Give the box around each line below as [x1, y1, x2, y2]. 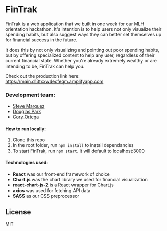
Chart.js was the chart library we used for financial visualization [12, 176, 148, 182]
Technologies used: [5, 160, 49, 166]
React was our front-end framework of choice [12, 171, 110, 177]
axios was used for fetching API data [12, 187, 91, 193]
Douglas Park [12, 109, 41, 115]
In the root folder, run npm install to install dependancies [12, 142, 134, 149]
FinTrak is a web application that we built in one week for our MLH [5, 20, 145, 27]
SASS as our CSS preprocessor [12, 193, 79, 199]
